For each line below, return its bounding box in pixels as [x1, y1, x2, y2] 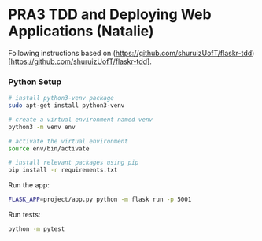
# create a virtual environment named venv [8, 116, 153, 124]
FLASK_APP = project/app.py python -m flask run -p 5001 [8, 195, 192, 204]
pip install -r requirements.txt [8, 166, 118, 174]
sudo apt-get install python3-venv [8, 102, 125, 109]
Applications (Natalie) [8, 22, 154, 40]
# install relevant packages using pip [8, 159, 139, 167]
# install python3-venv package [8, 95, 114, 102]
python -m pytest [8, 225, 65, 233]
